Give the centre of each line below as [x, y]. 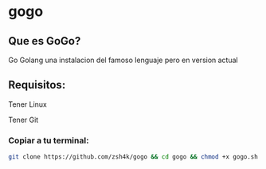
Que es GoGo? [45, 41]
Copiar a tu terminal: [49, 140]
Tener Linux [28, 104]
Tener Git [23, 120]
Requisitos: [37, 85]
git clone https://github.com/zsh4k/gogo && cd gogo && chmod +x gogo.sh [133, 157]
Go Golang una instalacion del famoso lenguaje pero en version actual [123, 60]
